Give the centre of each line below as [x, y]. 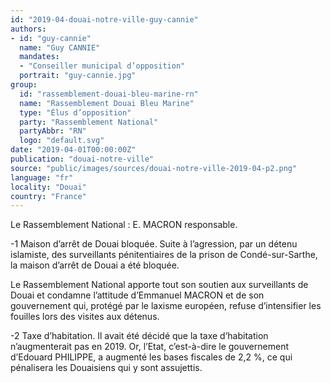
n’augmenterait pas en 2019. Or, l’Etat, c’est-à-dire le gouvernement [149, 347]
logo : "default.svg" [62, 141]
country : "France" [48, 196]
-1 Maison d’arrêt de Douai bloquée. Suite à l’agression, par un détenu [154, 244]
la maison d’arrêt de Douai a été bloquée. [95, 265]
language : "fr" [42, 177]
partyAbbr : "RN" [53, 131]
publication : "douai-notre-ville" [82, 159]
